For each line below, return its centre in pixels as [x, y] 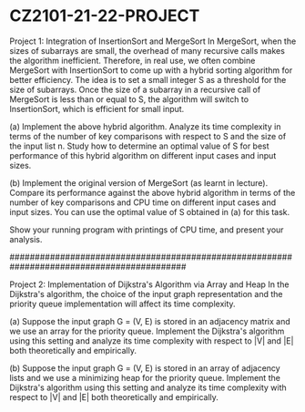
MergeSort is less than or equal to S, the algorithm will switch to [129, 99]
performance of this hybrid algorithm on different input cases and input [143, 155]
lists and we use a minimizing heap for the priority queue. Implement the [145, 377]
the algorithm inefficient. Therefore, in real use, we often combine [132, 60]
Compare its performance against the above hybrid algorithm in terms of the [152, 192]
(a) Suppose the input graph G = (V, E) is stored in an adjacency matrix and [150, 321]
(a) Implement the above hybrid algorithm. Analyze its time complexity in [145, 126]
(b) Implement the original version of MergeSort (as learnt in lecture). [139, 182]
